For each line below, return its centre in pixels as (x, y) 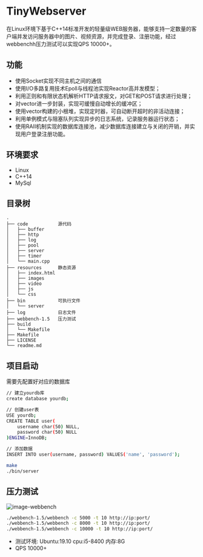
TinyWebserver (46, 11)
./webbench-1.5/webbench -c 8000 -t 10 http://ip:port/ (78, 524)
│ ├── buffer (25, 230)
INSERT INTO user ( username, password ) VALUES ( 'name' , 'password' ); (93, 455)
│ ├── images (25, 278)
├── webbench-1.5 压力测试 (41, 319)
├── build (19, 324)
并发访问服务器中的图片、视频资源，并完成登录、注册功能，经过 (96, 36)
